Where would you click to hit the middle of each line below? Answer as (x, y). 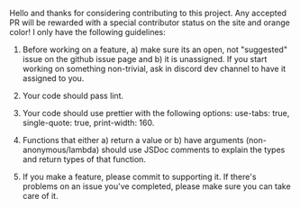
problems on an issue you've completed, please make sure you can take (156, 186)
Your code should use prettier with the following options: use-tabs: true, (156, 113)
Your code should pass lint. (73, 95)
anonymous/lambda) (61, 149)
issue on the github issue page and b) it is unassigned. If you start (145, 59)
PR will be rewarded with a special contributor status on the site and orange (150, 23)
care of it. (40, 196)
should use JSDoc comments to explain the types (193, 149)
